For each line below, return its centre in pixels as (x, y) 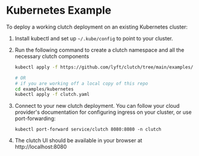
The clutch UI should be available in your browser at (78, 141)
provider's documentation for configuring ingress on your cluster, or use (103, 112)
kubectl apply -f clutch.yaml (52, 95)
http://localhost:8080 (41, 147)
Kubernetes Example (59, 10)
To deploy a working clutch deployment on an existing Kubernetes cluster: (97, 27)
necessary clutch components (52, 56)
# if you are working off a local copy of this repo (81, 83)
